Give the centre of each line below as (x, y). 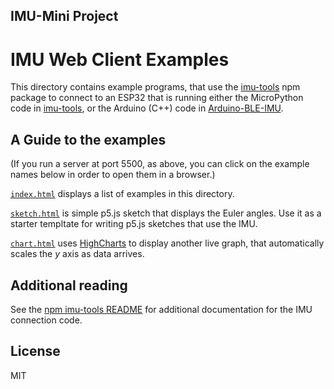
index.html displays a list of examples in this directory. (122, 194)
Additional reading (69, 285)
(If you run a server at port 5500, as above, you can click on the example (160, 164)
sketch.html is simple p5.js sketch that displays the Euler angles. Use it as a (166, 213)
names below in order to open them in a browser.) (113, 175)
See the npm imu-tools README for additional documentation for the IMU (161, 309)
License (35, 351)
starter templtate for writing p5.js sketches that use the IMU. (134, 224)
